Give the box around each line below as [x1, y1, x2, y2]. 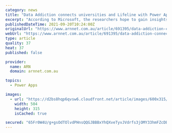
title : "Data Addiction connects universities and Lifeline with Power [5, 12, 161, 17]
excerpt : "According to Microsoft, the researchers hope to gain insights [5, 17, 168, 22]
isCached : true [14, 111, 47, 116]
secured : [5, 120, 24, 125]
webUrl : [5, 31, 22, 36]
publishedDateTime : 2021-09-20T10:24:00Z [5, 21, 95, 27]
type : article [5, 36, 36, 41]
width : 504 [14, 101, 38, 107]
